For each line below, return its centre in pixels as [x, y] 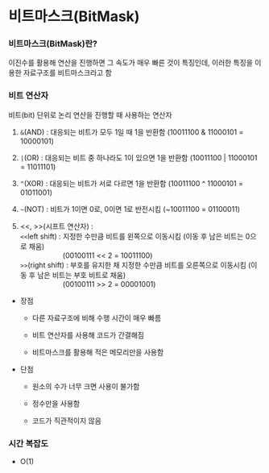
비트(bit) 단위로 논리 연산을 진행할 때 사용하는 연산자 [90, 114]
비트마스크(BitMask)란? [53, 44]
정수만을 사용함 [56, 403]
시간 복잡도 [29, 443]
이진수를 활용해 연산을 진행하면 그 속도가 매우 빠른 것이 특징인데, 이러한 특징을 [131, 63]
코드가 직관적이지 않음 [67, 421]
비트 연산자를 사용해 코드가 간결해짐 [88, 334]
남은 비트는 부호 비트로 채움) [82, 275]
